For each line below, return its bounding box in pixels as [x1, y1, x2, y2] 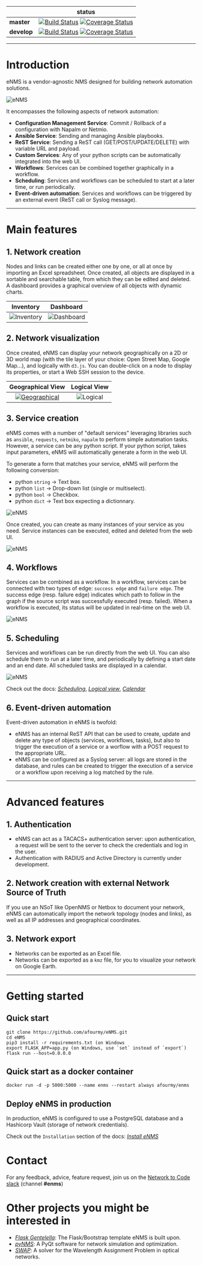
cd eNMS [6, 1035, 26, 1041]
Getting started [6, 989, 84, 1003]
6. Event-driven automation [6, 702, 111, 713]
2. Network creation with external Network [6, 878, 170, 888]
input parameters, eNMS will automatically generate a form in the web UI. [6, 448, 188, 456]
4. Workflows [6, 562, 58, 572]
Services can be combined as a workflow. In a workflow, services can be [6, 578, 187, 586]
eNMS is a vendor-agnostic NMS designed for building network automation [6, 78, 192, 85]
